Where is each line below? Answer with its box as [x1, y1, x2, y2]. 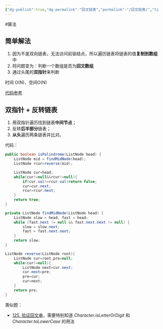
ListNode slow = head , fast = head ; [14, 215, 89, 220]
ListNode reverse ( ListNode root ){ [5, 251, 76, 256]
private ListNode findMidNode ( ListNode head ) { [5, 211, 104, 215]
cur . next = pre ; [22, 270, 51, 275]
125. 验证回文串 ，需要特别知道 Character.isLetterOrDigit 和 [12, 312, 130, 318]
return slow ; [14, 238, 41, 243]
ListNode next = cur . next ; [22, 265, 73, 270]
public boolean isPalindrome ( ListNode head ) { [5, 152, 102, 157]
